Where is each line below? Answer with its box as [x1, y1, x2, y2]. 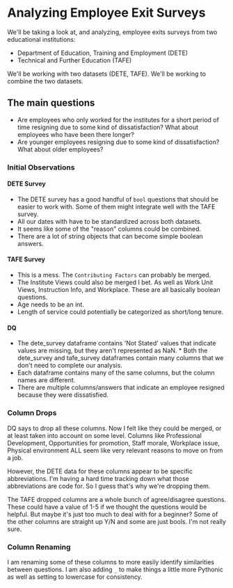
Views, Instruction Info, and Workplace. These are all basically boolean [17, 286, 220, 294]
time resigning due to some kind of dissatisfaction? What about [17, 123, 199, 131]
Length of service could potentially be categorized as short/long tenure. [17, 308, 224, 316]
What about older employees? [17, 145, 104, 154]
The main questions [7, 97, 95, 109]
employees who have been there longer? [17, 130, 134, 138]
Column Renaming [7, 542, 71, 552]
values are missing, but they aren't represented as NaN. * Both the [17, 346, 208, 355]
